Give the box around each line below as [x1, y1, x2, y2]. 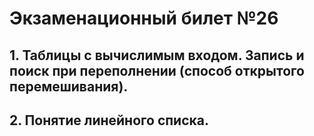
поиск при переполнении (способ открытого [9, 62, 305, 79]
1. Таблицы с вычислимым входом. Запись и [9, 47, 305, 64]
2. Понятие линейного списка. [9, 112, 209, 129]
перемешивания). [9, 78, 129, 95]
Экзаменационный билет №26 [9, 7, 279, 30]
